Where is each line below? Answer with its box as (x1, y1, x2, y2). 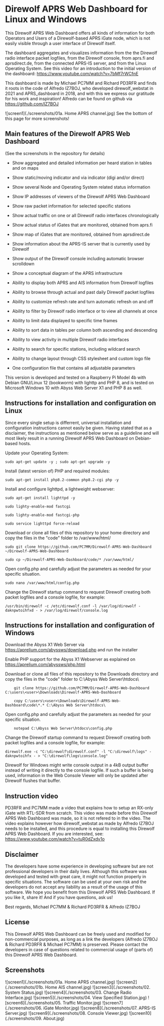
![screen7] (102, 1000, 123, 1005)
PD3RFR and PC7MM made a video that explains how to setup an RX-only (5, 805, 154, 811)
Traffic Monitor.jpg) (62, 1000, 102, 1005)
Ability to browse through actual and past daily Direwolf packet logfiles (12, 289, 155, 295)
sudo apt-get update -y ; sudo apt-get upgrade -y (5, 459, 110, 464)
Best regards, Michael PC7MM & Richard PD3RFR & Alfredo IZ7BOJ (5, 904, 141, 910)
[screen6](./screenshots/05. (5, 1000, 62, 1005)
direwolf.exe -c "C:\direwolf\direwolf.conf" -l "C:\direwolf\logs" (5, 749, 147, 754)
